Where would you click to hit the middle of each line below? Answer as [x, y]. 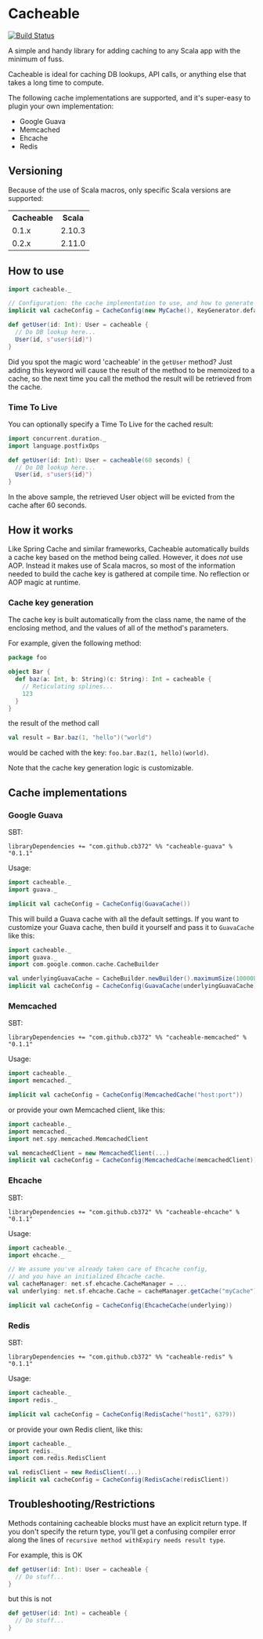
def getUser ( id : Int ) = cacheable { [68, 1613]
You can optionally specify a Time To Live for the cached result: [111, 424]
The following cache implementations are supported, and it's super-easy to [130, 97]
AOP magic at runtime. [44, 583]
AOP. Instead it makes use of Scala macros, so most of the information [122, 565]
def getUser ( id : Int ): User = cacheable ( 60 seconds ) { [99, 460]
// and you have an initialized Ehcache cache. [87, 1277]
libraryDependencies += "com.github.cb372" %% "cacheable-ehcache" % [124, 1212]
